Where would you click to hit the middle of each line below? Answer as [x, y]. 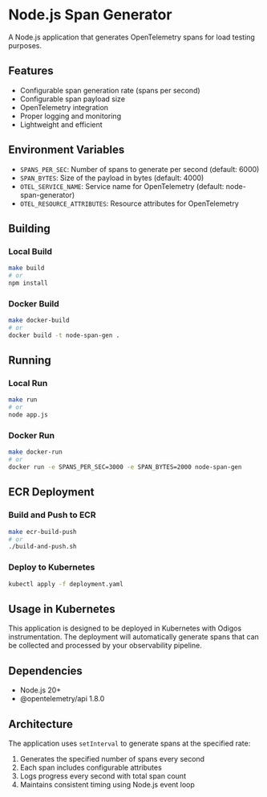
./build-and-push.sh [43, 547]
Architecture [41, 724]
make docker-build [39, 320]
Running [30, 361]
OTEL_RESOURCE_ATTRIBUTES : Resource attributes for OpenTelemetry [129, 203]
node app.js [28, 415]
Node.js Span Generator [90, 15]
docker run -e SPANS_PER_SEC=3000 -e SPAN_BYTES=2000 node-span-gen [125, 467]
